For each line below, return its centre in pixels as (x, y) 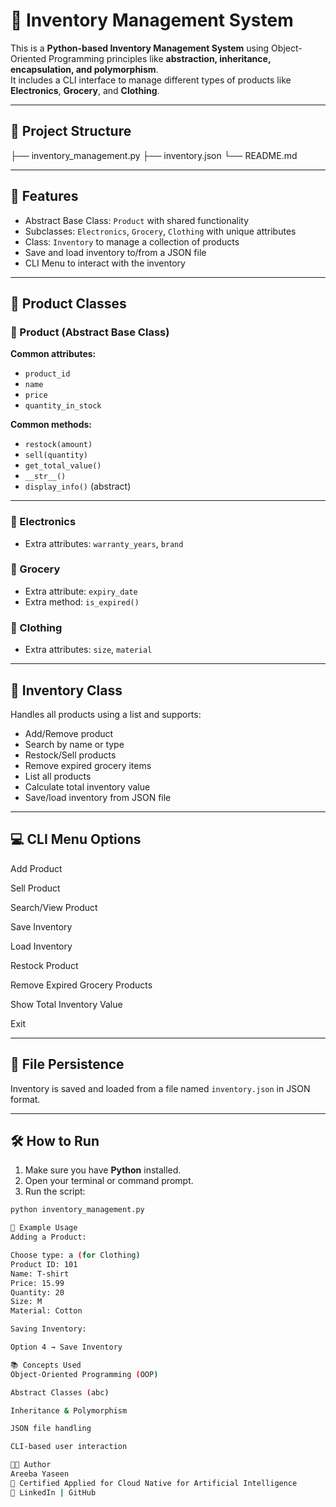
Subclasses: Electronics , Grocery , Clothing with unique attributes (160, 231)
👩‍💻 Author (31, 1465)
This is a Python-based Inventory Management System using (140, 48)
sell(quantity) (56, 455)
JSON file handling (51, 1429)
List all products (58, 776)
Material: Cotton (46, 1311)
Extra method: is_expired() (82, 601)
